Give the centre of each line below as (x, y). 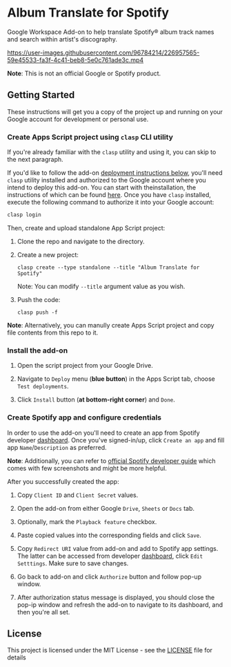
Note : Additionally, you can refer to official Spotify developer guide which (111, 460)
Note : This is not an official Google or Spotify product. (84, 73)
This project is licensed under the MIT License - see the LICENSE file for (110, 650)
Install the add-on (38, 350)
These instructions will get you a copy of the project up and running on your (115, 111)
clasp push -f (37, 312)
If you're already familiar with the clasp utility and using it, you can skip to (112, 152)
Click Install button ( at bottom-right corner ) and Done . (96, 400)
